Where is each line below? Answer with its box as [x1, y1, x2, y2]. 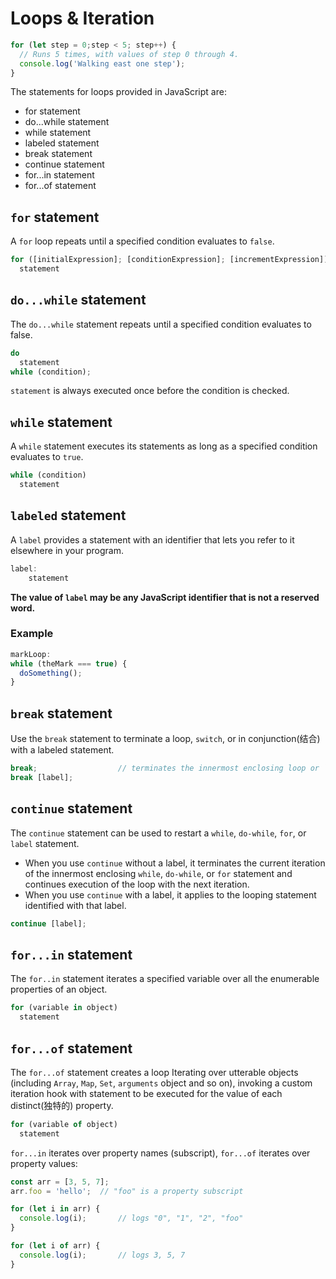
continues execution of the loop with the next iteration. [24, 878, 250, 890]
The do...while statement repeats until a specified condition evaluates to [10, 318, 312, 330]
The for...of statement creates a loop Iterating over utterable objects [10, 1066, 299, 1078]
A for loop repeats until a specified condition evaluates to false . [10, 235, 275, 247]
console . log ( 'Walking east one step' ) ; [19, 58, 186, 69]
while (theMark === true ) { [10, 658, 128, 669]
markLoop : [10, 649, 52, 659]
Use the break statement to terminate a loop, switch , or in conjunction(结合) [10, 733, 321, 745]
